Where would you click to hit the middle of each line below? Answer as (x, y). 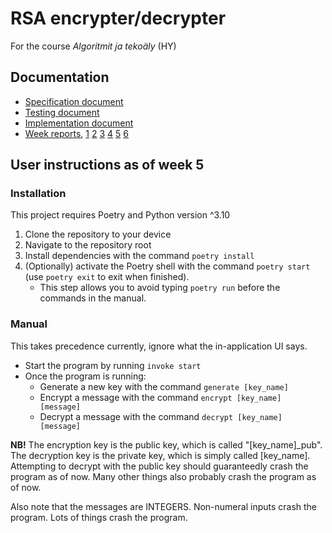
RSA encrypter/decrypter (118, 18)
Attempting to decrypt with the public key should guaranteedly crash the (159, 466)
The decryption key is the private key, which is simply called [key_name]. (160, 455)
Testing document (62, 112)
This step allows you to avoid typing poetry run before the (160, 288)
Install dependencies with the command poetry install (139, 256)
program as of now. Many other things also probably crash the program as (163, 476)
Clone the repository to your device (98, 234)
